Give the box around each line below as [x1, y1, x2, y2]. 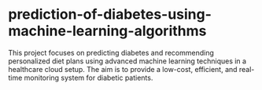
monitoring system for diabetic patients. [24, 73, 153, 82]
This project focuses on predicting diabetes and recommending [8, 48, 215, 57]
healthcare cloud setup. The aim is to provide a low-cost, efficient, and [8, 64, 238, 74]
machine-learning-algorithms [8, 22, 207, 40]
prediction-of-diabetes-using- [8, 5, 212, 23]
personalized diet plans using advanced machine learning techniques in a [8, 56, 246, 66]
